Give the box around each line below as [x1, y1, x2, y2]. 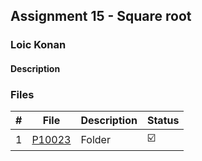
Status [146, 114, 180, 128]
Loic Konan [10, 38, 67, 52]
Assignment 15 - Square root [10, 8, 192, 25]
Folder [80, 132, 111, 146]
